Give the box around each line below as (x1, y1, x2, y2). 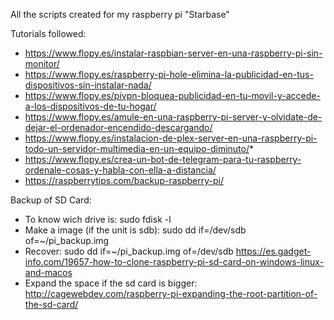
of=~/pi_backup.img (24, 235, 110, 246)
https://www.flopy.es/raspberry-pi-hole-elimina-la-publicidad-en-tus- (24, 69, 314, 80)
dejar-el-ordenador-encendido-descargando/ (24, 122, 213, 133)
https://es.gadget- (235, 245, 312, 257)
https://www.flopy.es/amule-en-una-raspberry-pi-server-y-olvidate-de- (24, 111, 323, 123)
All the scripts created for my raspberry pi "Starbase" (10, 9, 230, 20)
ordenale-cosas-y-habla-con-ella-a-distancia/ (24, 164, 217, 176)
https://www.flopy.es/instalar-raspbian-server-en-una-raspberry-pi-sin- (24, 47, 323, 59)
